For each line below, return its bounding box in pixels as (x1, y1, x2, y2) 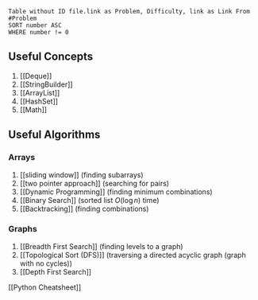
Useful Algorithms (8, 128, 101, 142)
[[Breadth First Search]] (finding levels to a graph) (19, 241, 184, 251)
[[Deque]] (19, 71, 52, 80)
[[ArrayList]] (19, 88, 60, 97)
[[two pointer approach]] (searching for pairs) (19, 178, 169, 188)
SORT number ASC (8, 21, 62, 29)
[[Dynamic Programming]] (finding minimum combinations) (19, 187, 213, 197)
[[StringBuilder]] (19, 80, 73, 89)
